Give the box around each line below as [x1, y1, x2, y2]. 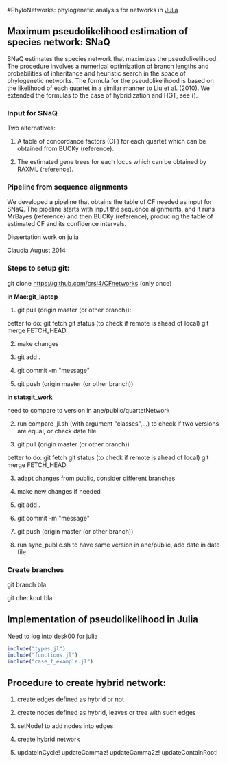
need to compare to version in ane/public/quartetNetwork [7, 406, 170, 414]
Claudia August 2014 [7, 247, 67, 255]
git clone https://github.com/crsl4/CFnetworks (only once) [7, 279, 172, 287]
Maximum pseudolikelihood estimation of [7, 25, 189, 37]
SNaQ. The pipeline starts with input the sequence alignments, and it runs [7, 205, 215, 214]
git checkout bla [7, 594, 53, 602]
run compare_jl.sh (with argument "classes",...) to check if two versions [16, 419, 219, 428]
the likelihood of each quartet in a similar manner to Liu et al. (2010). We [7, 84, 211, 92]
